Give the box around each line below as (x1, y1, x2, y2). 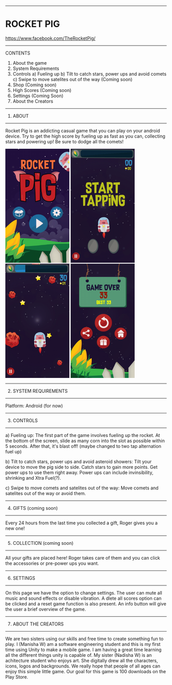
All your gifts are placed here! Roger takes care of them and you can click (5, 555, 160, 561)
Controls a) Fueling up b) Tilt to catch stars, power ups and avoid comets (12, 70, 167, 77)
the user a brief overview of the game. (5, 606, 86, 613)
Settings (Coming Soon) (12, 92, 64, 99)
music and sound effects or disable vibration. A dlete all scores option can (5, 595, 162, 601)
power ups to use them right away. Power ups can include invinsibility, (5, 469, 154, 475)
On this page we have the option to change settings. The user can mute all (5, 590, 162, 596)
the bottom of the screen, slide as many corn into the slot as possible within (5, 437, 165, 444)
